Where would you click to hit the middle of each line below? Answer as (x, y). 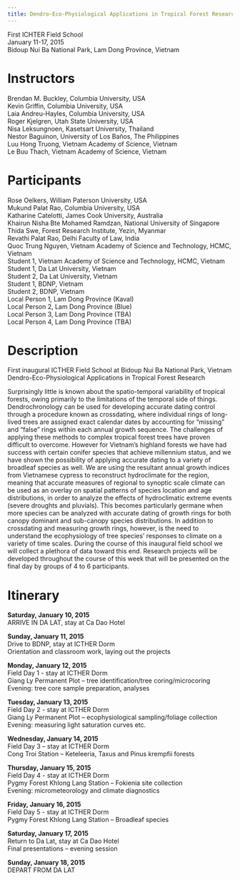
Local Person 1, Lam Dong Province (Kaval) (71, 299)
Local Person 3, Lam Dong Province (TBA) (70, 314)
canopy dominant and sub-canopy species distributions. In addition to (110, 521)
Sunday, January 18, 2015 (46, 863)
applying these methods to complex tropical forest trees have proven (109, 437)
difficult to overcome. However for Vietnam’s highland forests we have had (117, 445)
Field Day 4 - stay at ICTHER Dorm (58, 776)
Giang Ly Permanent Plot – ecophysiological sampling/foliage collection (112, 717)
